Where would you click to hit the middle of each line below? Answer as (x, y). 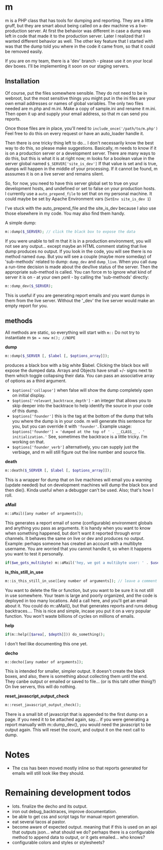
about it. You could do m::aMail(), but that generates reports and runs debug (81, 606)
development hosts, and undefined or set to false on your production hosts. (81, 188)
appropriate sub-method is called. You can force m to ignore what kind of (78, 272)
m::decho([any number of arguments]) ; (44, 662)
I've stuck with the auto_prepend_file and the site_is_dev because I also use (81, 208)
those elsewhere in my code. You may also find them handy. (65, 213)
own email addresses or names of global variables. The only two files (74, 103)
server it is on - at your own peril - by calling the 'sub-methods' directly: (77, 277)
